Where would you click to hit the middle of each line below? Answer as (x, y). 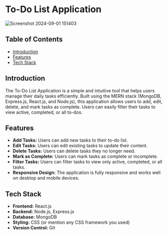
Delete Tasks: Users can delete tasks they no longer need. (74, 151)
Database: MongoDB (35, 217)
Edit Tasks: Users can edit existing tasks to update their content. (80, 146)
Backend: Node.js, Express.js (43, 212)
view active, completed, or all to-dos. (44, 112)
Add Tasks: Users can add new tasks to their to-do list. (70, 140)
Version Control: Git (34, 228)
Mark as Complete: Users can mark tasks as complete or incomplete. (85, 156)
